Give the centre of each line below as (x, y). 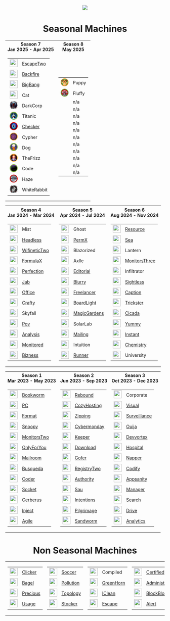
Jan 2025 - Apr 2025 (31, 50)
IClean (109, 593)
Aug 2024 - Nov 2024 (135, 215)
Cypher (30, 137)
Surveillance (139, 416)
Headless (32, 240)
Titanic (29, 116)
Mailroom (32, 458)
